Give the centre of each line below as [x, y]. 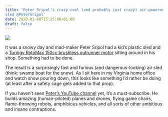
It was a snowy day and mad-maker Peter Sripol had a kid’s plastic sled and [83, 47]
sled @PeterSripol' [25, 14]
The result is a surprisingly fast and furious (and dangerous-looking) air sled [84, 67]
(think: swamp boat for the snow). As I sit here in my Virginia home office [80, 73]
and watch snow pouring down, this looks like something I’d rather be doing [83, 78]
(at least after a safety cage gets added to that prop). [60, 83]
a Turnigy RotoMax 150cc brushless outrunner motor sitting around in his [80, 52]
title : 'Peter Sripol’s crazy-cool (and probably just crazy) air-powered [85, 10]
